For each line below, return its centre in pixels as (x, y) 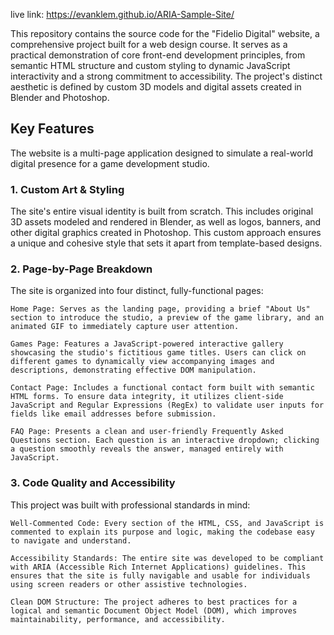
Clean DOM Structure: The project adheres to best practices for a (154, 602)
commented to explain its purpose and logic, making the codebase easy (162, 532)
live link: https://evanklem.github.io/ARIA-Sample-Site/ (122, 14)
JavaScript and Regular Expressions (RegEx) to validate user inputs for (167, 405)
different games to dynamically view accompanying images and (142, 362)
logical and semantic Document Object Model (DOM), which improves (154, 610)
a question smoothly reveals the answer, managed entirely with (147, 449)
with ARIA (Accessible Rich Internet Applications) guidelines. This (158, 567)
